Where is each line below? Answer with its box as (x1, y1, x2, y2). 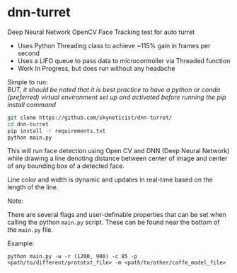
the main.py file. (7, 225, 54, 234)
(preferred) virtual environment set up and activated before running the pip (7, 93, 226, 101)
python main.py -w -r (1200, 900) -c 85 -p (7, 253, 138, 260)
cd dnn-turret (7, 121, 50, 128)
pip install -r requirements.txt (7, 127, 106, 135)
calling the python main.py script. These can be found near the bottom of (7, 218, 220, 227)
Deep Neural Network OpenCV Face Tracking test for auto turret (7, 28, 195, 36)
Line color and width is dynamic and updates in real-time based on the (7, 175, 214, 184)
